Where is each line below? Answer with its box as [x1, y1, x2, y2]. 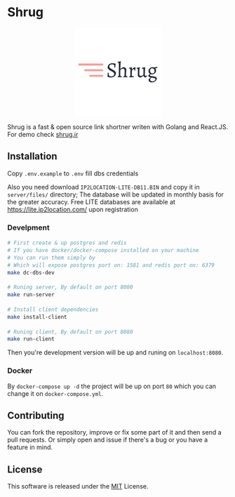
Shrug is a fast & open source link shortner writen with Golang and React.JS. [7, 122, 229, 131]
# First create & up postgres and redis [7, 239, 128, 246]
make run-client [7, 336, 55, 343]
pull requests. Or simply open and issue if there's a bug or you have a [7, 436, 208, 444]
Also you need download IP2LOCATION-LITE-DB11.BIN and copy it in [7, 183, 200, 191]
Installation [7, 150, 58, 162]
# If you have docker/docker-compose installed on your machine [7, 246, 199, 253]
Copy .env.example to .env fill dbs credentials [7, 169, 139, 178]
